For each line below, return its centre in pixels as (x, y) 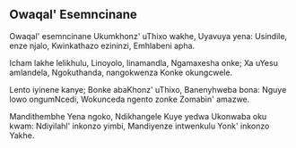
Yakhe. (22, 135)
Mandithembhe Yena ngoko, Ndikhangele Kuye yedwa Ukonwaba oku (138, 116)
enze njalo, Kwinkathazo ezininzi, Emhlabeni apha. (102, 45)
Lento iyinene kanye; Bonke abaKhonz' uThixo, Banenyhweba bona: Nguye (148, 89)
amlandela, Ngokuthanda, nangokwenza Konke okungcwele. (121, 72)
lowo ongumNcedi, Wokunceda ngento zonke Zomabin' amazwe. (130, 99)
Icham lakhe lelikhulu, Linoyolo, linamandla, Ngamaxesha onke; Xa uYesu (144, 62)
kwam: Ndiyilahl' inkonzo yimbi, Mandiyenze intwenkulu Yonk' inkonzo (139, 126)
